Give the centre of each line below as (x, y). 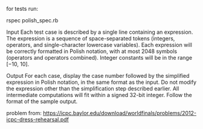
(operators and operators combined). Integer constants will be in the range (99, 58)
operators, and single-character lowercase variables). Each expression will (99, 45)
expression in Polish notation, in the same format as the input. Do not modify (101, 82)
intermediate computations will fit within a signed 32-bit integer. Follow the (99, 95)
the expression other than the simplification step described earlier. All (93, 89)
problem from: (24, 113)
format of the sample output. (42, 101)
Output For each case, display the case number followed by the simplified (98, 76)
